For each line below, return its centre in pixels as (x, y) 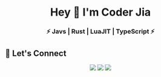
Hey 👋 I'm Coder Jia (100, 12)
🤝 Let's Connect (36, 53)
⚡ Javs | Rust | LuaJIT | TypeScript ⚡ (100, 31)
